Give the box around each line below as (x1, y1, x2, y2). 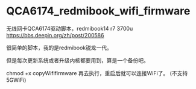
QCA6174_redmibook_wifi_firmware (6, 4, 191, 18)
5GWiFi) (6, 76, 27, 84)
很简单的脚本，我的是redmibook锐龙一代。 (6, 44, 113, 51)
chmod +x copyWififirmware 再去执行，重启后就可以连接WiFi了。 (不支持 (6, 69, 188, 76)
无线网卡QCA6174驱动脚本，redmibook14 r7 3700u (6, 25, 133, 32)
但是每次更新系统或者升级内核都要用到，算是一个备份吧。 (6, 57, 149, 64)
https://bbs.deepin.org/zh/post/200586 (6, 31, 104, 38)
